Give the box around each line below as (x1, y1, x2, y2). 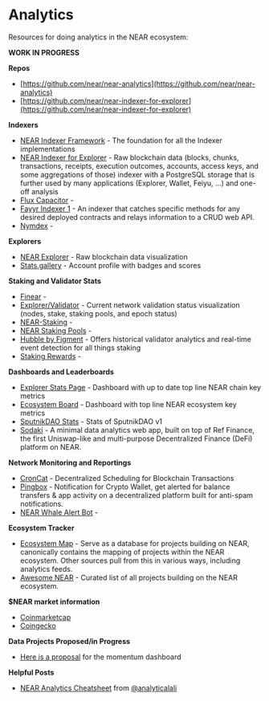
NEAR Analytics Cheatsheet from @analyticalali (19, 683, 177, 692)
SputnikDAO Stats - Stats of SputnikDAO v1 (19, 416, 163, 426)
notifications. (19, 499, 64, 508)
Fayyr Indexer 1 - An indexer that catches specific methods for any (19, 203, 241, 214)
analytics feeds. (19, 564, 73, 573)
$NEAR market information (8, 597, 100, 606)
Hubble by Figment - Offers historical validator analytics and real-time (19, 334, 251, 344)
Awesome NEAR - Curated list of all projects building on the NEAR (19, 573, 238, 582)
